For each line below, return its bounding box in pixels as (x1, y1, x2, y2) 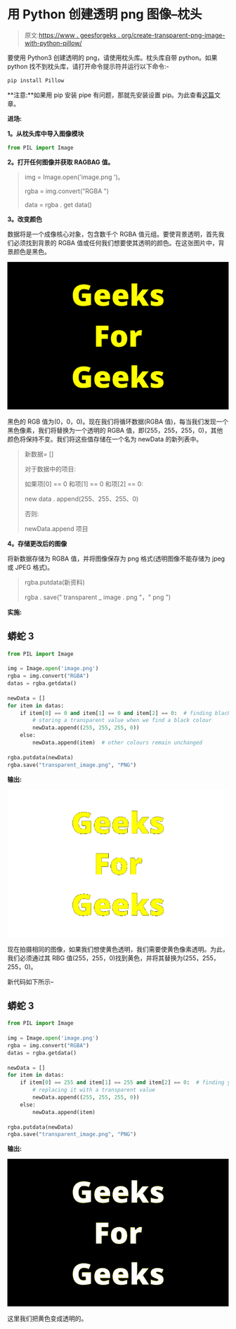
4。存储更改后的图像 (7, 539, 67, 548)
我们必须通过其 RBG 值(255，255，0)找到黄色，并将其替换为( (7, 953, 185, 962)
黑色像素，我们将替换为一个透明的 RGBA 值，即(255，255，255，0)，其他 (7, 426, 223, 434)
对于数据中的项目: (24, 464, 76, 473)
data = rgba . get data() (24, 200, 93, 209)
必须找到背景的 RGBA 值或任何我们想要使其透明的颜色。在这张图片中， (13, 238, 219, 247)
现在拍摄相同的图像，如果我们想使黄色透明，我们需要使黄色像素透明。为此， (7, 945, 229, 953)
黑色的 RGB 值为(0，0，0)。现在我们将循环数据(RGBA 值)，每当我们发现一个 (7, 417, 229, 426)
